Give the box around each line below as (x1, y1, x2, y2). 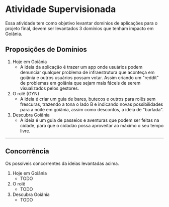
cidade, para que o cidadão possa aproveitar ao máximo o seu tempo (20, 122, 164, 128)
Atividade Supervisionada (5, 4, 116, 15)
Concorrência (5, 147, 49, 156)
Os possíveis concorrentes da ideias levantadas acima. (5, 160, 119, 166)
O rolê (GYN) (12, 90, 39, 96)
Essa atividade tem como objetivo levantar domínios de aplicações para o (5, 20, 158, 26)
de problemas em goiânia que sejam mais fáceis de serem (20, 80, 141, 86)
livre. (20, 128, 31, 134)
